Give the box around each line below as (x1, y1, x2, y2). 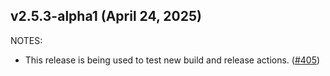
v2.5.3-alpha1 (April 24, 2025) (10, 8, 202, 25)
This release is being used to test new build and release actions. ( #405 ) (24, 54, 321, 66)
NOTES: (10, 34, 43, 46)
